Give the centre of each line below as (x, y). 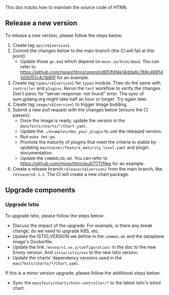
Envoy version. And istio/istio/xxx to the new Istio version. (76, 252)
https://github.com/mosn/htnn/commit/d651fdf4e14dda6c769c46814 (92, 72)
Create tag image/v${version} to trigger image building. (70, 104)
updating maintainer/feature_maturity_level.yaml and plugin (84, 147)
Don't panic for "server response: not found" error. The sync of (78, 94)
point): (19, 56)
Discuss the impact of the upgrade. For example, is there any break (82, 225)
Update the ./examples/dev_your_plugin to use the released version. (91, 131)
